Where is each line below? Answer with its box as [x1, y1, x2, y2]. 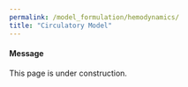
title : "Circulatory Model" [9, 21, 113, 30]
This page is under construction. [9, 68, 128, 78]
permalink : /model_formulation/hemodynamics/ [9, 12, 179, 22]
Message [9, 48, 44, 59]
